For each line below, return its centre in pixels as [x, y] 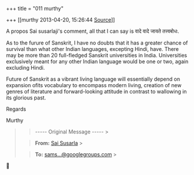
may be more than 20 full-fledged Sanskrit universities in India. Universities [97, 55]
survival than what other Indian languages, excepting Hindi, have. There [93, 49]
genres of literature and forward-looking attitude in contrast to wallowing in [96, 91]
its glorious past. [26, 98]
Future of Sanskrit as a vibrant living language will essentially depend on [93, 79]
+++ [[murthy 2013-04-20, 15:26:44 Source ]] [60, 20]
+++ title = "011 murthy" [35, 8]
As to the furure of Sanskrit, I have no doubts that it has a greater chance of [97, 43]
